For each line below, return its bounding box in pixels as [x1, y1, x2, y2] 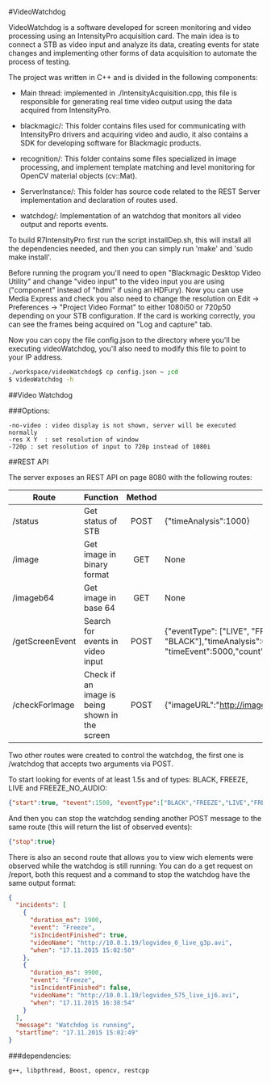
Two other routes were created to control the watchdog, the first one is [8, 750, 244, 760]
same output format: [8, 878, 77, 887]
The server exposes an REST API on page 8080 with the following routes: [8, 472, 252, 482]
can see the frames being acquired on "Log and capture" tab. [8, 319, 213, 329]
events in [83, 635, 119, 647]
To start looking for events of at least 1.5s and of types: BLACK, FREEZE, [8, 774, 248, 784]
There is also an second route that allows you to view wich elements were [8, 852, 254, 862]
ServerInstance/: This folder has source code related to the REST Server [19, 187, 261, 196]
